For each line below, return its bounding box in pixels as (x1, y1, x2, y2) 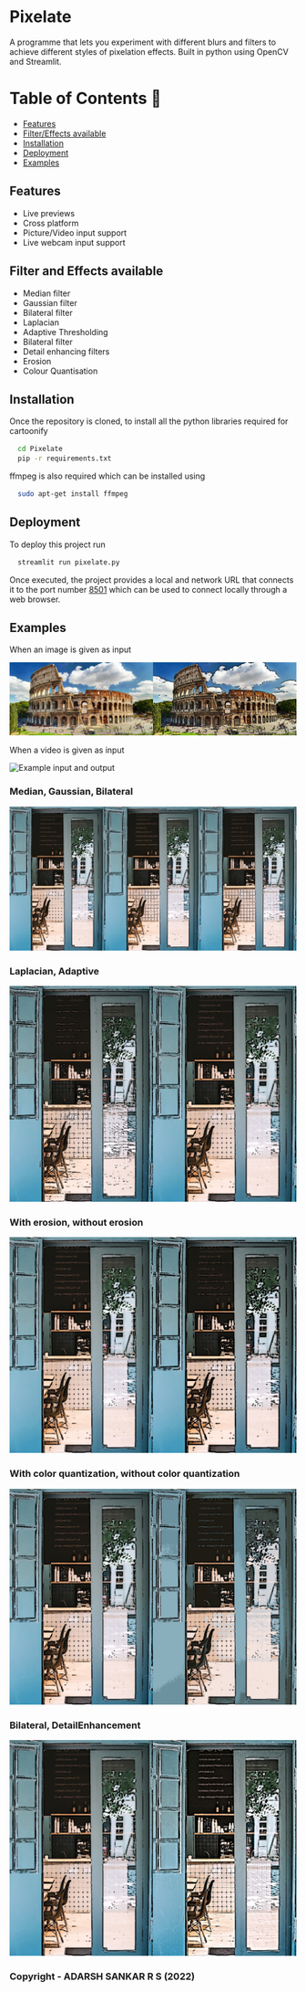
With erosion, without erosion (9, 1216, 144, 1228)
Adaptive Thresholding (22, 326, 108, 337)
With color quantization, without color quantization (9, 1468, 240, 1481)
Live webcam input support (22, 237, 126, 248)
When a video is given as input (9, 744, 125, 755)
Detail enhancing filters (22, 345, 110, 357)
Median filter (22, 288, 71, 299)
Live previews (22, 207, 76, 218)
